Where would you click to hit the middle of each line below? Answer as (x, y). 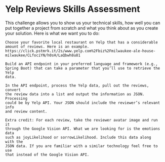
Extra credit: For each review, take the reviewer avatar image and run (82, 120)
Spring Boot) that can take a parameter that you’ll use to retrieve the (83, 68)
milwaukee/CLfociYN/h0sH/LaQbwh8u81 (43, 55)
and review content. (26, 111)
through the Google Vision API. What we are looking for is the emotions (83, 129)
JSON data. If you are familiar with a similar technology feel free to (82, 146)
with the (14, 142)
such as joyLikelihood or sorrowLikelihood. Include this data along (78, 137)
